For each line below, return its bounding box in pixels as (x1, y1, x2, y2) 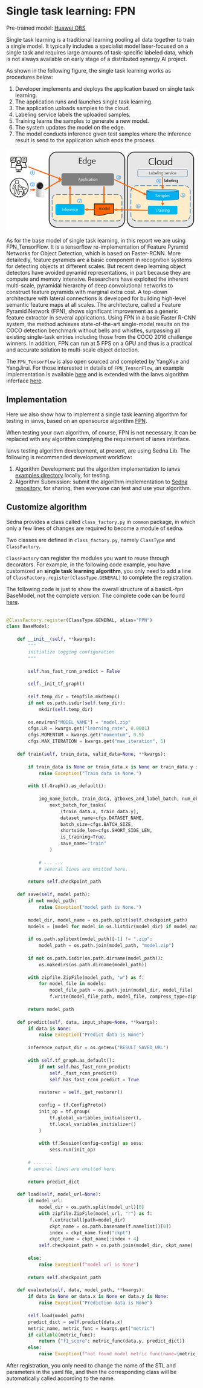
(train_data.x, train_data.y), (60, 808, 139, 814)
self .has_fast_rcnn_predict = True (49, 1076, 139, 1082)
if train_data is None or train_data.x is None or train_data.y (28, 764, 193, 770)
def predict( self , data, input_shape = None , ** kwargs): (17, 1019, 158, 1025)
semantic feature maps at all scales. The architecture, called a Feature (6, 301, 181, 309)
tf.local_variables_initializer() (49, 1121, 137, 1127)
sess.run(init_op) (49, 1147, 96, 1153)
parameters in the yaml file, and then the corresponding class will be (6, 1369, 177, 1376)
